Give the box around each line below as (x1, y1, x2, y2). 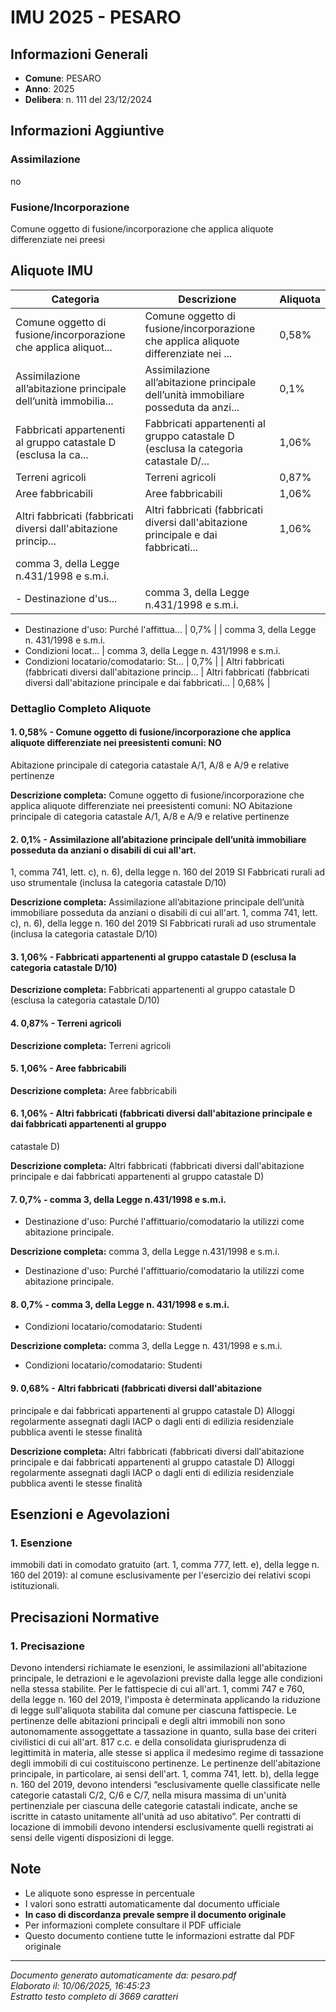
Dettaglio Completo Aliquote (10, 701, 152, 715)
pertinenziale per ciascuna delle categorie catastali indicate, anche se (10, 1799, 298, 1811)
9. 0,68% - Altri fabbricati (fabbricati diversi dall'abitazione (10, 1382, 263, 1394)
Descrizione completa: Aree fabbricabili (10, 1084, 177, 1096)
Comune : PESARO (24, 72, 102, 84)
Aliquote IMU (10, 262, 94, 280)
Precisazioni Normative (10, 1609, 160, 1626)
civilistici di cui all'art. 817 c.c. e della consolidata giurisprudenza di (10, 1736, 287, 1748)
